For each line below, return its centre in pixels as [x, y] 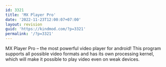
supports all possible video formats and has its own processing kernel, [80, 54]
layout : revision [24, 24]
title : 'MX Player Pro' [31, 15]
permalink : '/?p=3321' [29, 34]
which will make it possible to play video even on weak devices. [72, 59]
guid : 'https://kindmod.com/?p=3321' [46, 29]
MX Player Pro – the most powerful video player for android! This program [83, 48]
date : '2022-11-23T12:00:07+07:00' [43, 19]
